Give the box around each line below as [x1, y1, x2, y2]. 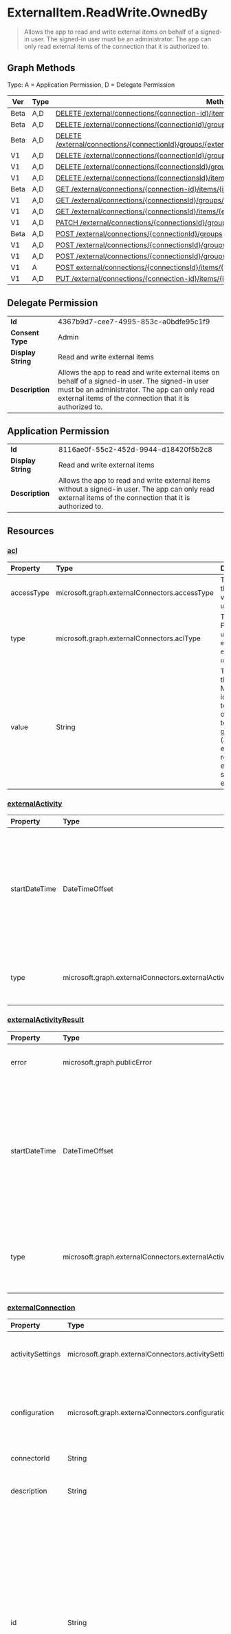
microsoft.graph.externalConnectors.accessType [56, 588, 214, 598]
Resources [7, 525, 54, 536]
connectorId [10, 1453, 50, 1463]
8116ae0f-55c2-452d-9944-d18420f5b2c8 [58, 445, 213, 454]
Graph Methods [7, 62, 76, 74]
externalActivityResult [7, 1015, 85, 1025]
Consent [10, 328, 39, 337]
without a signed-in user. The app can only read [58, 484, 215, 494]
